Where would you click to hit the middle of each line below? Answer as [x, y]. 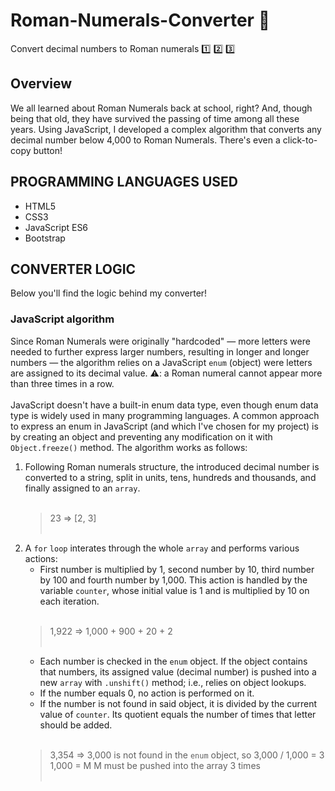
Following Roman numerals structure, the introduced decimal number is [172, 466]
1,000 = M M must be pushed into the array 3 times [155, 765]
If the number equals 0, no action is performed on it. [147, 693]
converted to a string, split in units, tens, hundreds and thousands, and [170, 477]
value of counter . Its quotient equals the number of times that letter [178, 714]
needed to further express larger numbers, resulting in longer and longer [160, 351]
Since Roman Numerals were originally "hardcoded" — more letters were [160, 341]
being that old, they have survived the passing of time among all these [155, 118]
